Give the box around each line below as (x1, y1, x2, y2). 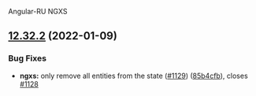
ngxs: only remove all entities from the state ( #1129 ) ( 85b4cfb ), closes (19, 71, 248, 80)
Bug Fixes (8, 53, 47, 64)
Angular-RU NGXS (8, 7, 68, 16)
